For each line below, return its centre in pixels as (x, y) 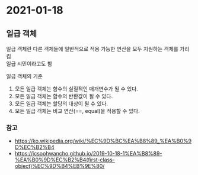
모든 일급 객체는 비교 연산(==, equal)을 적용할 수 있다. (77, 111)
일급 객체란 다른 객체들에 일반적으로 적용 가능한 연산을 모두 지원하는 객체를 (92, 49)
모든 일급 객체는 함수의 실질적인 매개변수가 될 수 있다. (76, 89)
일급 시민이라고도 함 (29, 64)
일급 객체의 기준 (25, 76)
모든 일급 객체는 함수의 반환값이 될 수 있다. (64, 96)
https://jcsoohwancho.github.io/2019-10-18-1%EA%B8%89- (88, 154)
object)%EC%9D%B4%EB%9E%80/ (60, 166)
